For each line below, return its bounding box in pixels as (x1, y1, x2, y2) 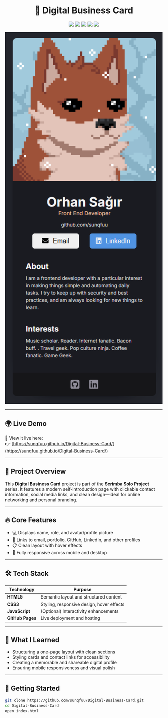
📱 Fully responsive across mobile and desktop (12, 549, 107, 555)
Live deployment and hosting (40, 615, 101, 621)
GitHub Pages (7, 615, 37, 621)
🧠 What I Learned (5, 635, 60, 644)
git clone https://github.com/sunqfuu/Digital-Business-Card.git (5, 698, 144, 703)
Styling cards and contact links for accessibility (12, 654, 110, 660)
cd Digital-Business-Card (5, 703, 59, 708)
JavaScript (7, 608, 31, 614)
